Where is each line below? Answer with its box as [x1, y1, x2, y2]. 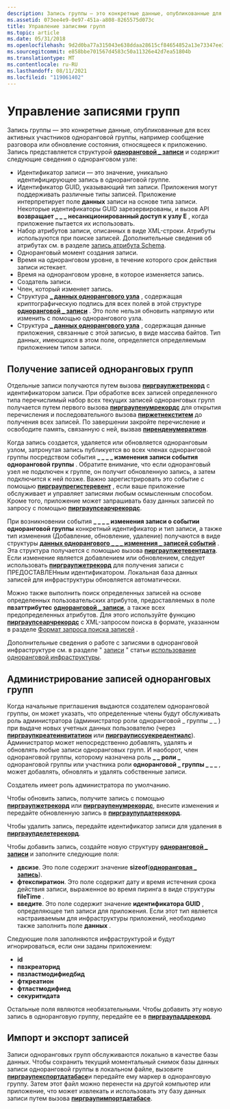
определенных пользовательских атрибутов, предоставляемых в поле [7, 596, 216, 604]
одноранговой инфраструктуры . [7, 653, 101, 662]
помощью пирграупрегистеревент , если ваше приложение [7, 482, 186, 490]
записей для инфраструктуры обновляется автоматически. [7, 575, 181, 584]
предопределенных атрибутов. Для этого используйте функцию [7, 611, 196, 619]
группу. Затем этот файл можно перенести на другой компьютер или [7, 1080, 211, 1088]
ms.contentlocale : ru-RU [7, 61, 78, 68]
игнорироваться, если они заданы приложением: [7, 942, 152, 950]
